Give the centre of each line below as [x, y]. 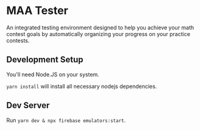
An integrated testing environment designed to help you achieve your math [100, 27]
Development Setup [45, 60]
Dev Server [28, 105]
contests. [18, 40]
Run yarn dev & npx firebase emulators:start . [66, 120]
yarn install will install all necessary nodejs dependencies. [82, 86]
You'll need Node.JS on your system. [53, 74]
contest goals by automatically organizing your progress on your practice [98, 34]
